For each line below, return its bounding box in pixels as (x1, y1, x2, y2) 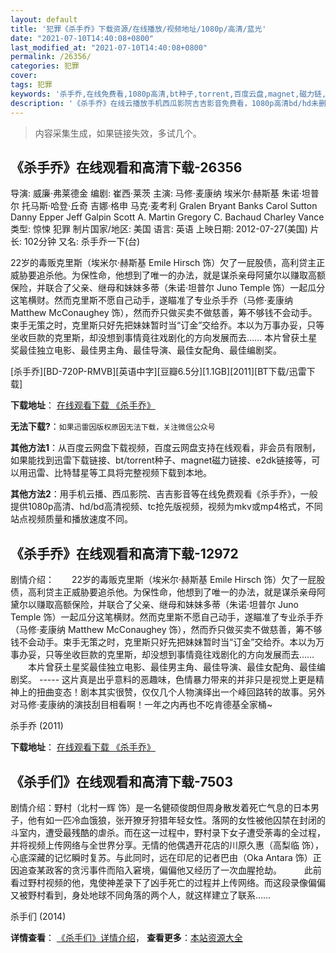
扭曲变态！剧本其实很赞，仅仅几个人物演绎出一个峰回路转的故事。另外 (36, 686, 326, 698)
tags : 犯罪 (10, 80, 53, 90)
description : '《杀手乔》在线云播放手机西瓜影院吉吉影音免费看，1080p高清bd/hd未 (10, 98, 319, 108)
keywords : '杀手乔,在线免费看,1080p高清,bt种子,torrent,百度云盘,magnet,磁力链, (10, 89, 327, 99)
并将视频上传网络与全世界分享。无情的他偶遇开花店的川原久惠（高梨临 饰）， (10, 839, 324, 851)
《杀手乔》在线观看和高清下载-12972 (10, 545, 239, 562)
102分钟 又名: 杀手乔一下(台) (23, 236, 141, 248)
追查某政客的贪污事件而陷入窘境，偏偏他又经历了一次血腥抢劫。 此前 (18, 864, 322, 876)
